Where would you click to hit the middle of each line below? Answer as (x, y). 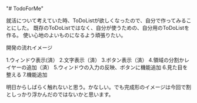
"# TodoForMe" (25, 8)
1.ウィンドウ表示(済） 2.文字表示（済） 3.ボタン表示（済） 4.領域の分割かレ (98, 60)
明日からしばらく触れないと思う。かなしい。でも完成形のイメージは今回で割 (98, 87)
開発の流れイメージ (29, 47)
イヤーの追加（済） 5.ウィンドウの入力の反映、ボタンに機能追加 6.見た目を (97, 67)
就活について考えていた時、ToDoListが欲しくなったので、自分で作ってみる (96, 20)
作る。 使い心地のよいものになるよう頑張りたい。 (66, 35)
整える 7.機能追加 (27, 75)
